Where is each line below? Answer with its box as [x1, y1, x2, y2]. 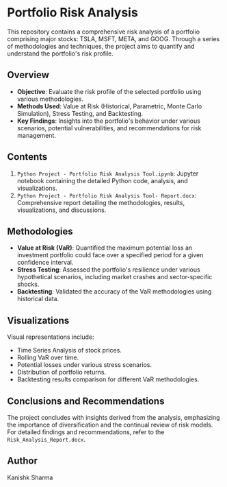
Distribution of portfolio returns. [16, 368, 107, 377]
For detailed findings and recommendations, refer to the [7, 428, 165, 436]
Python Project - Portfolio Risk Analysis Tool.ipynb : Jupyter [16, 169, 199, 178]
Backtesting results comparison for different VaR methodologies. [16, 375, 200, 383]
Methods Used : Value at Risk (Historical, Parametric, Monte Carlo [16, 102, 202, 110]
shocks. [16, 280, 40, 289]
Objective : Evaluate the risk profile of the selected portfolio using [16, 87, 202, 95]
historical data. [16, 295, 59, 303]
